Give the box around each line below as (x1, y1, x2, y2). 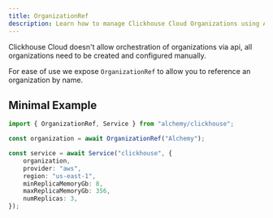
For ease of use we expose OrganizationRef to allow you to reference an (8, 66, 251, 76)
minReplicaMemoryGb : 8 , (23, 180, 104, 188)
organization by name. (8, 75, 84, 85)
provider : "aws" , (23, 164, 82, 172)
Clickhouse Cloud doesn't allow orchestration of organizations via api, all (8, 41, 253, 51)
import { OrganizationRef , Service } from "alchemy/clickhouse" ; (8, 120, 234, 129)
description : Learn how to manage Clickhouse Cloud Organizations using (8, 20, 260, 28)
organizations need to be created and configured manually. (8, 50, 207, 60)
